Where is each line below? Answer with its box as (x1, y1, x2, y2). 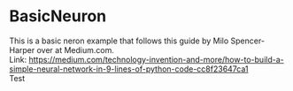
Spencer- (230, 35, 266, 46)
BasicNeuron (9, 6, 107, 27)
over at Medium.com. (36, 44, 115, 55)
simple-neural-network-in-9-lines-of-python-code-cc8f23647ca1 (9, 64, 249, 74)
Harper (9, 44, 35, 55)
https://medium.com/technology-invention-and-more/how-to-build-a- (28, 54, 285, 64)
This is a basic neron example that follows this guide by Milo (9, 35, 229, 46)
